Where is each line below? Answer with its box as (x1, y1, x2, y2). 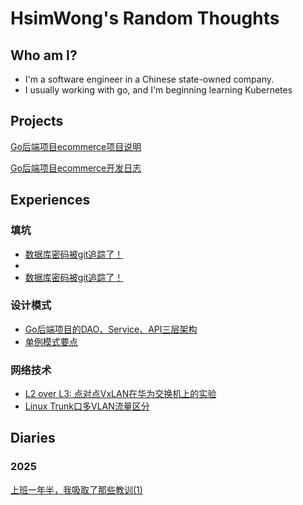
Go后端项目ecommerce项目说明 (10, 140, 142, 152)
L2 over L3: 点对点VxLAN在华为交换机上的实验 (24, 388, 217, 400)
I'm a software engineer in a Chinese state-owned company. (24, 73, 274, 85)
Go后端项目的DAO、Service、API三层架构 (24, 323, 198, 335)
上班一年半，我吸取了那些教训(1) (10, 483, 143, 496)
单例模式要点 (24, 335, 78, 347)
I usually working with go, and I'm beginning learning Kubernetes (24, 84, 293, 96)
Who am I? (10, 47, 78, 64)
